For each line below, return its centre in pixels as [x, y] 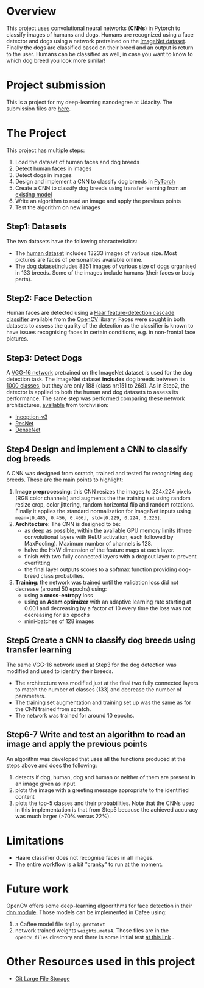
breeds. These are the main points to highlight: [65, 480]
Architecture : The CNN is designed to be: [68, 524]
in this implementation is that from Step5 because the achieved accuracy [107, 809]
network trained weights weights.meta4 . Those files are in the [92, 930]
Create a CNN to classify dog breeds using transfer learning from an [101, 188]
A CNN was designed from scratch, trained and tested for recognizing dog [100, 474]
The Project [36, 133]
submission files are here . [39, 109]
